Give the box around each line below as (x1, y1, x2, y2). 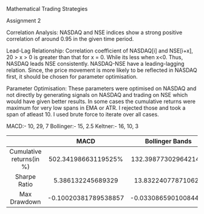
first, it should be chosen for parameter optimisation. (6, 73, 138, 80)
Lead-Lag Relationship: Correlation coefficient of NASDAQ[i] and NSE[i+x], (6, 47, 193, 54)
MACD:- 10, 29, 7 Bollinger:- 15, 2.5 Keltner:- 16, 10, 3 (6, 123, 139, 130)
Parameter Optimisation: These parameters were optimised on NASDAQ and (6, 85, 197, 92)
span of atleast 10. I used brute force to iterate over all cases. (6, 111, 159, 118)
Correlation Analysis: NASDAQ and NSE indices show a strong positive (6, 29, 183, 36)
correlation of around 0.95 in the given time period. (6, 35, 134, 42)
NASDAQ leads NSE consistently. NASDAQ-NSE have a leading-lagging (6, 60, 185, 67)
